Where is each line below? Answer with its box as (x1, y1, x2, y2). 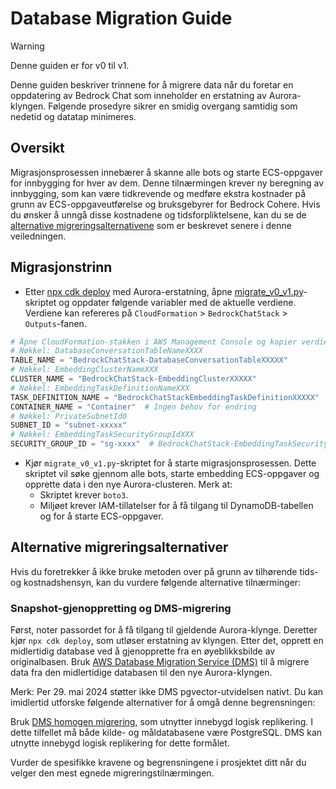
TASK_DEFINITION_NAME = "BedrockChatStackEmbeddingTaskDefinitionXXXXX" (10, 392, 320, 402)
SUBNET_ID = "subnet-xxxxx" (10, 420, 128, 431)
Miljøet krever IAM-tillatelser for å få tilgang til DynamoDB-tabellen (39, 500, 314, 512)
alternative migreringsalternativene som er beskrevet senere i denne (10, 219, 292, 231)
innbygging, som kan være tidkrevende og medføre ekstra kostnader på (10, 187, 307, 199)
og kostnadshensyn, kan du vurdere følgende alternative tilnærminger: (10, 576, 302, 588)
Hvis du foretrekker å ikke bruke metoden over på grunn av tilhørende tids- (10, 565, 319, 577)
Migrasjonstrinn (10, 259, 113, 276)
